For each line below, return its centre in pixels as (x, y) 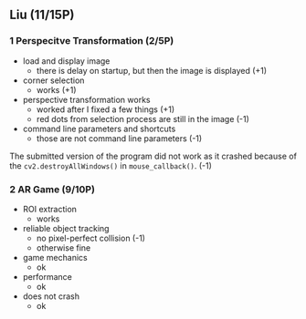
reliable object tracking (66, 228)
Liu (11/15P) (42, 15)
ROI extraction (50, 209)
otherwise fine (63, 247)
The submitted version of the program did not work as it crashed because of (153, 156)
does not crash (51, 296)
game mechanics (55, 257)
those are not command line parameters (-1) (119, 138)
